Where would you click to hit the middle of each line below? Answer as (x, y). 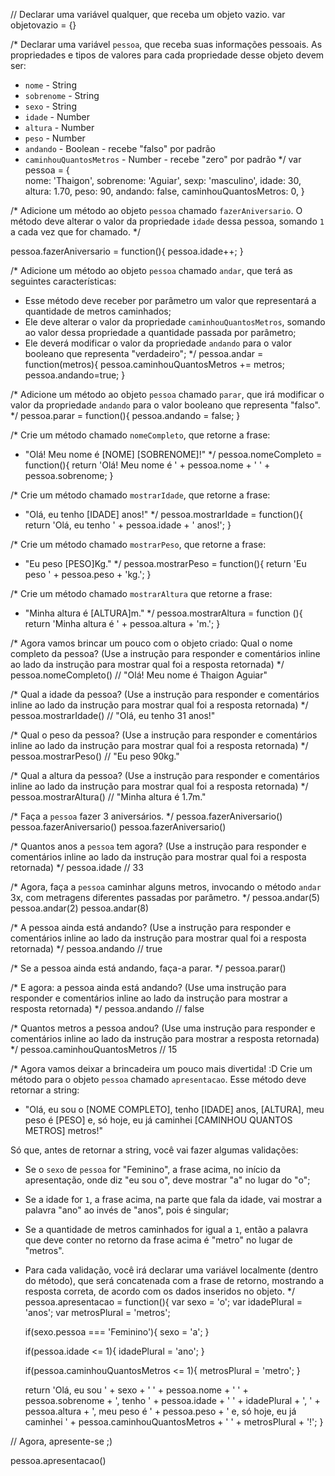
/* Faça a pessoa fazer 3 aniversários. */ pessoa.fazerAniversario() (146, 816)
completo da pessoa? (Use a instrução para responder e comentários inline (165, 653)
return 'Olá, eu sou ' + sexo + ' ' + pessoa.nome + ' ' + (136, 1390)
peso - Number (55, 138)
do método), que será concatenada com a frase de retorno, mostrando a (174, 1280)
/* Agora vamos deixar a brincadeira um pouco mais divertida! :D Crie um (161, 1068)
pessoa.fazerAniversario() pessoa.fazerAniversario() (118, 827)
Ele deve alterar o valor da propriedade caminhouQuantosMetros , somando (175, 322)
